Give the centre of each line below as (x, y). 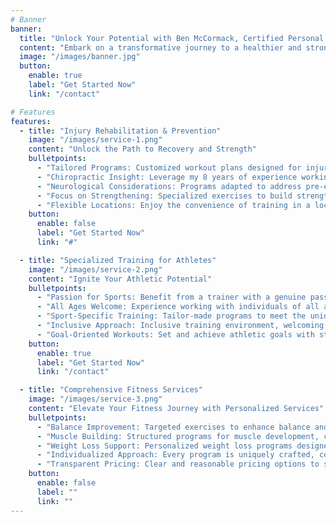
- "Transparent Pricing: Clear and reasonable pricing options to (178, 464)
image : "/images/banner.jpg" (80, 57)
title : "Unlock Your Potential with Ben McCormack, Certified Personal (172, 38)
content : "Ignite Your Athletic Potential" (120, 279)
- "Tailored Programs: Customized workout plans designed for (169, 168)
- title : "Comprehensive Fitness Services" (111, 390)
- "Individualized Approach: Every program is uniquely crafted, (175, 455)
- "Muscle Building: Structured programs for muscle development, (178, 436)
